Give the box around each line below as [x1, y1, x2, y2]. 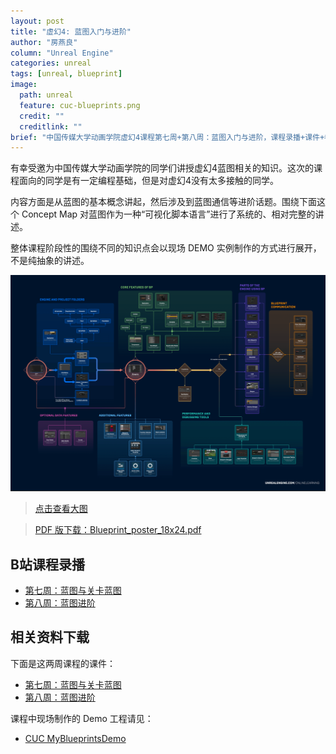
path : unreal [19, 90, 74, 100]
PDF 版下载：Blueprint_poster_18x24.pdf [34, 524, 202, 536]
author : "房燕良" [10, 37, 78, 47]
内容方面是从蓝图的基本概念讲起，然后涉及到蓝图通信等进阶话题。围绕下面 [10, 196, 317, 208]
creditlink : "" [19, 121, 83, 132]
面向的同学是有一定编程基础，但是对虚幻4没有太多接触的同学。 [18, 175, 280, 187]
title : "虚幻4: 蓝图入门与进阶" [10, 26, 132, 37]
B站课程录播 [10, 556, 85, 573]
